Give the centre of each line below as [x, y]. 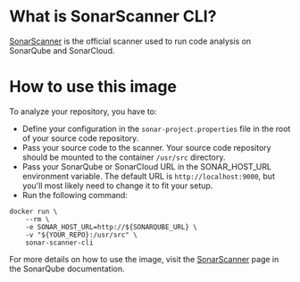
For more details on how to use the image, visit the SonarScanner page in [144, 259]
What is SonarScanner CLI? [113, 17]
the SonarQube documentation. [67, 269]
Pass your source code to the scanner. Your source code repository [146, 147]
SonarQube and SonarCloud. [62, 50]
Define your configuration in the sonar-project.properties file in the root [156, 129]
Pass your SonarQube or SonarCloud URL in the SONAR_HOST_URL [147, 166]
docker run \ [33, 211]
